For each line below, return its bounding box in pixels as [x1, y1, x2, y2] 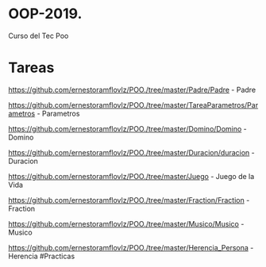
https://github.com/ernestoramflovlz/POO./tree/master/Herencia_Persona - [8, 242, 254, 252]
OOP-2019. [8, 5, 83, 23]
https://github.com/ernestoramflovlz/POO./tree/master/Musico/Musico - [8, 219, 245, 228]
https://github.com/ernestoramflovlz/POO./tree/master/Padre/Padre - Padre [8, 85, 256, 94]
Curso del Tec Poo [8, 31, 69, 40]
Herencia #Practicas [8, 251, 75, 261]
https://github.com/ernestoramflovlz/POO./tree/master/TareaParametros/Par [8, 100, 259, 109]
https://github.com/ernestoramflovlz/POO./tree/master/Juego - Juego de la [8, 171, 255, 181]
